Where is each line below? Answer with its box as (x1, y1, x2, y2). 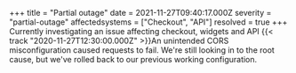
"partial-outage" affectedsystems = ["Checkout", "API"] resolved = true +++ (9, 17, 288, 27)
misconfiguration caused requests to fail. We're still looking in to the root (9, 45, 276, 55)
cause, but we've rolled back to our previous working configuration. (9, 55, 258, 64)
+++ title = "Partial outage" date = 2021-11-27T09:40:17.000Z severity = (9, 8, 272, 18)
